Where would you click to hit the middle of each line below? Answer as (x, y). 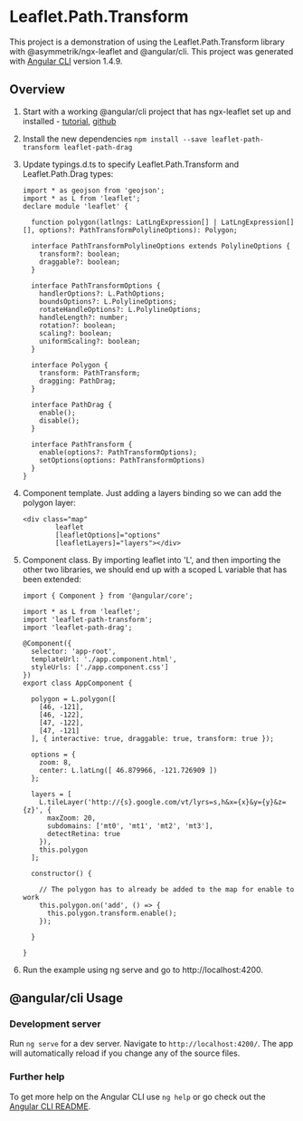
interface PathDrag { (72, 405)
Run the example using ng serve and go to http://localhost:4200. (143, 970)
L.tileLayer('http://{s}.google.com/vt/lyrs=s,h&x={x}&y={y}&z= (163, 802)
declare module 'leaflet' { (75, 206)
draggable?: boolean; (80, 262)
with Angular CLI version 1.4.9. (66, 61)
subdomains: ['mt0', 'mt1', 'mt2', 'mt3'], (130, 826)
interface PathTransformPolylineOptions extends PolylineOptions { (161, 246)
